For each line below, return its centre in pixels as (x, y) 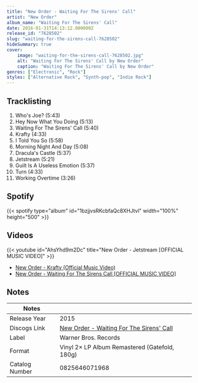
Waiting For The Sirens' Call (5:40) (57, 128)
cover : (15, 50)
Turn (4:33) (29, 171)
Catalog (21, 364)
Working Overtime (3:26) (45, 178)
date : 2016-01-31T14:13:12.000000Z (50, 28)
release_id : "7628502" (34, 34)
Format (19, 351)
